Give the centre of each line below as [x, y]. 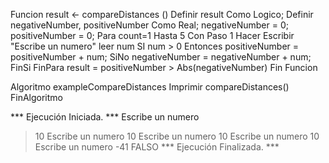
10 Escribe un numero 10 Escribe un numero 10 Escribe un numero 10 [177, 136]
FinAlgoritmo [36, 97]
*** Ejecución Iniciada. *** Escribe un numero [105, 117]
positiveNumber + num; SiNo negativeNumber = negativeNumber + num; [161, 57]
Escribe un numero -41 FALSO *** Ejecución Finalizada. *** [157, 147]
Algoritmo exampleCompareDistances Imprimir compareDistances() [150, 87]
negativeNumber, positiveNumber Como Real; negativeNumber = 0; [149, 25]
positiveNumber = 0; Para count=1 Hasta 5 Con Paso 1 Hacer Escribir [152, 35]
